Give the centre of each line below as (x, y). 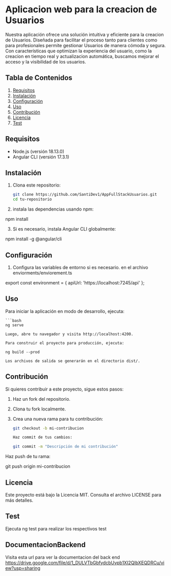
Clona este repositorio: (36, 185)
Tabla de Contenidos (39, 78)
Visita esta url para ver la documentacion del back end (63, 557)
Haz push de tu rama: (28, 457)
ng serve (15, 325)
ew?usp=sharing (23, 568)
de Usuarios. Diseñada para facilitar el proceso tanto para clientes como (81, 40)
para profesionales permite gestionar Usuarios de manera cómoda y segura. (86, 45)
